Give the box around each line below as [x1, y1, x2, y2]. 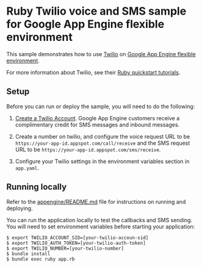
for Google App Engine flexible [6, 17, 165, 31]
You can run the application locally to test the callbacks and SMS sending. [6, 216, 193, 223]
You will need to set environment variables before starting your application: [6, 223, 195, 230]
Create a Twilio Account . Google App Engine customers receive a [15, 114, 180, 121]
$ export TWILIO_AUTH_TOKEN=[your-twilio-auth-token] [6, 240, 146, 246]
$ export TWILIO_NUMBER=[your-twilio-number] [6, 245, 124, 252]
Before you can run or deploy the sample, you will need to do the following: [6, 103, 195, 110]
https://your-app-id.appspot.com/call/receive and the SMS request [15, 139, 190, 147]
